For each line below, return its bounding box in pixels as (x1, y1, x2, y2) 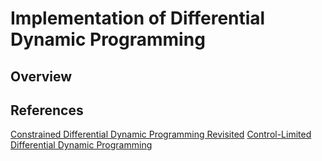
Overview (10, 68, 73, 85)
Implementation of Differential (10, 7, 266, 30)
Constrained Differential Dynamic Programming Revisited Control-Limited (10, 128, 312, 141)
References (10, 102, 84, 119)
